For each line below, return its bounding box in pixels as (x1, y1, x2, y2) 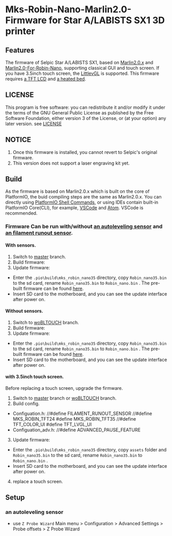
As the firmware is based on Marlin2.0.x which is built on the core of (5, 188, 150, 194)
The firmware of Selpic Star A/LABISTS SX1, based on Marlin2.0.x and (5, 59, 154, 65)
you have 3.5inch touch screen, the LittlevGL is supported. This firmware (5, 70, 159, 76)
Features (5, 46, 34, 54)
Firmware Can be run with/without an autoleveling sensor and (5, 223, 163, 230)
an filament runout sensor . (5, 229, 73, 236)
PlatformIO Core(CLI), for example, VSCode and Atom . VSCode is (5, 205, 144, 211)
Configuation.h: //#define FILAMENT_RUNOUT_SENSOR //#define (12, 410, 152, 416)
